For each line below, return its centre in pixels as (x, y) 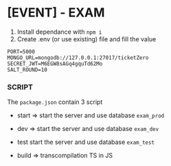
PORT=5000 (21, 52)
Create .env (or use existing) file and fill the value (87, 39)
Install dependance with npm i (59, 32)
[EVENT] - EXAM (56, 13)
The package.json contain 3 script (55, 102)
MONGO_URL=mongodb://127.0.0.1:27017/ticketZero (78, 58)
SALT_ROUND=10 (27, 70)
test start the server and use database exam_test (86, 142)
